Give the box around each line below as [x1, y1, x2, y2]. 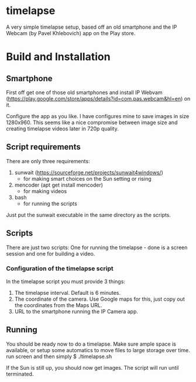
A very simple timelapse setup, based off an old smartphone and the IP [6, 23, 177, 30]
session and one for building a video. [6, 250, 95, 257]
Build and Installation [6, 50, 111, 64]
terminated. [6, 370, 34, 377]
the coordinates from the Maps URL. [14, 301, 102, 308]
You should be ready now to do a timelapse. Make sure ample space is [6, 340, 177, 347]
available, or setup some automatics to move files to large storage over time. [6, 346, 190, 353]
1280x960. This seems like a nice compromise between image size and [6, 119, 178, 126]
